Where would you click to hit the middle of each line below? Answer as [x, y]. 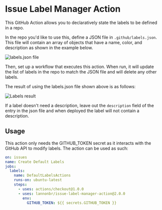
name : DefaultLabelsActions [42, 175]
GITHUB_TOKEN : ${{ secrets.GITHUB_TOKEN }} [72, 203]
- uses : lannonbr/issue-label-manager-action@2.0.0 [71, 194]
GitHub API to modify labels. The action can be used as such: [67, 148]
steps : [20, 185]
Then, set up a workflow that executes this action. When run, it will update [80, 67]
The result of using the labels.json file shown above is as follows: [70, 86]
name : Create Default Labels [35, 162]
